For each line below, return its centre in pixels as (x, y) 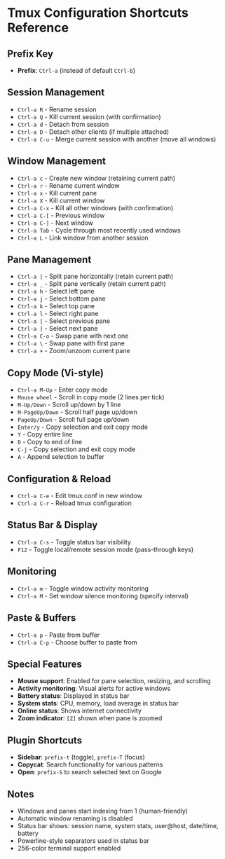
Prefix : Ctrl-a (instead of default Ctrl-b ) (76, 70)
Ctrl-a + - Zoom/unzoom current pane (74, 351)
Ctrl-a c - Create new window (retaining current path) (96, 178)
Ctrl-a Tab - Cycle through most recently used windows (99, 230)
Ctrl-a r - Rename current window (68, 185)
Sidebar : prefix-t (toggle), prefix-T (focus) (81, 757)
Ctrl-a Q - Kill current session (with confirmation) (89, 116)
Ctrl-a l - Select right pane (58, 314)
